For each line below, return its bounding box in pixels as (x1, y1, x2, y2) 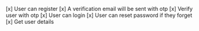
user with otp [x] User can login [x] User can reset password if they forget (6, 12, 192, 19)
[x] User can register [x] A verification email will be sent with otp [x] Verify (6, 5, 193, 12)
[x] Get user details (6, 18, 54, 25)
